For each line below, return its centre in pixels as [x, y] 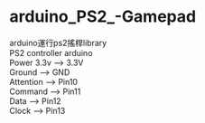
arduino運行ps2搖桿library [58, 43]
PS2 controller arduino [51, 52]
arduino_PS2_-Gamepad [103, 17]
